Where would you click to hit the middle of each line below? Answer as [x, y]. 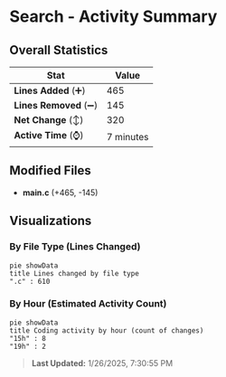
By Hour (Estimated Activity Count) [88, 304]
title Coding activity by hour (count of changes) [107, 330]
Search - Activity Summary [113, 17]
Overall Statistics [59, 50]
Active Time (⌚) [49, 135]
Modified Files [51, 170]
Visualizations [51, 221]
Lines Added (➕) [50, 90]
